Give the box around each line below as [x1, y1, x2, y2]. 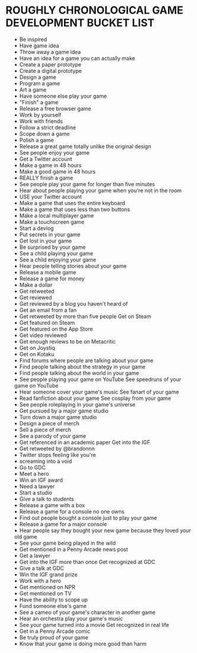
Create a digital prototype [19, 67, 82, 74]
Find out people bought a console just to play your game [19, 514, 157, 521]
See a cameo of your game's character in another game [19, 609, 156, 616]
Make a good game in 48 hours [19, 168, 96, 175]
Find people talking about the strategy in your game [19, 363, 146, 370]
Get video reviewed [19, 331, 67, 338]
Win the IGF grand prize [19, 571, 78, 578]
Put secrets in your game [19, 231, 81, 238]
